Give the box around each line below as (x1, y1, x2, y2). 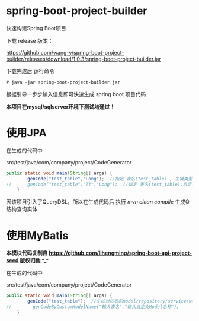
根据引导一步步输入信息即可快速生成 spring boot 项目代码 (6, 90, 146, 97)
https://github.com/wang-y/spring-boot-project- (6, 49, 124, 56)
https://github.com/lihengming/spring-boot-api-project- (49, 249, 192, 256)
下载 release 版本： (6, 37, 53, 44)
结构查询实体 (6, 206, 37, 213)
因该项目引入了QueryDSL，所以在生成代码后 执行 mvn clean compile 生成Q (6, 198, 190, 205)
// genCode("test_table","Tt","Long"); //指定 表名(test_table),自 (6, 181, 188, 187)
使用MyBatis (6, 228, 69, 242)
